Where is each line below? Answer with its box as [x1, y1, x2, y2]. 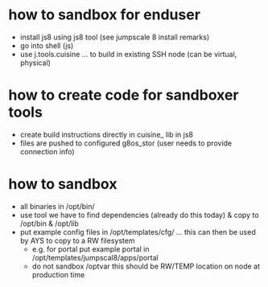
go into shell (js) [19, 40, 74, 50]
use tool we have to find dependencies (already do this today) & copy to [19, 210, 259, 219]
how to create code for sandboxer [8, 86, 239, 105]
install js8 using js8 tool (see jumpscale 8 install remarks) [19, 32, 210, 42]
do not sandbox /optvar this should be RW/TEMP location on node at [31, 261, 260, 271]
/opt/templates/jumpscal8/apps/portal [31, 252, 159, 262]
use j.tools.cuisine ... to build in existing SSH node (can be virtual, [19, 49, 237, 59]
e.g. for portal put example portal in [31, 244, 150, 254]
